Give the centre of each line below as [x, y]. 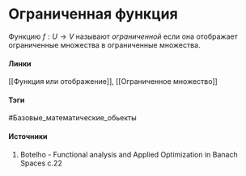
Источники [28, 136]
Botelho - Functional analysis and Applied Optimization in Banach [129, 154]
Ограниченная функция [93, 14]
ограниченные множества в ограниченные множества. [104, 44]
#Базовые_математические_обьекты [72, 118]
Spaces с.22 [41, 163]
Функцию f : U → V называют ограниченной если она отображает [123, 36]
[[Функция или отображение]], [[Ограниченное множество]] [113, 82]
